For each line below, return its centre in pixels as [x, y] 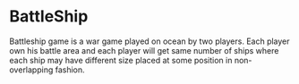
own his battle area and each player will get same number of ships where [144, 50]
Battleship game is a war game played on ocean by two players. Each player [149, 41]
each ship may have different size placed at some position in [121, 60]
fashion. [70, 70]
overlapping [31, 70]
